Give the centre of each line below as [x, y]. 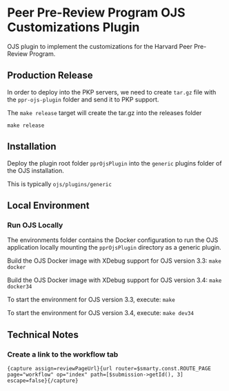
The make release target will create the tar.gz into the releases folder [104, 112]
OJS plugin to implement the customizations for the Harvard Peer [100, 46]
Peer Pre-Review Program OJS [96, 13]
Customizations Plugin [73, 27]
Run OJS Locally [35, 225]
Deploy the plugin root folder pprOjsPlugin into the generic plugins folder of [114, 163]
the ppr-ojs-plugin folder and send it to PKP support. [83, 99]
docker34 [20, 287]
